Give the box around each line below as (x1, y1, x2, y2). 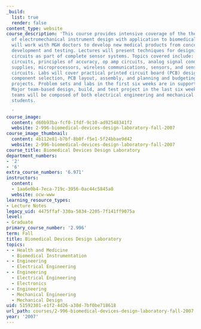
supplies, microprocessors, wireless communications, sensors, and (11, 64, 184, 70)
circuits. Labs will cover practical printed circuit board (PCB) (11, 70, 181, 76)
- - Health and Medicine (6, 247, 68, 253)
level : (6, 214, 23, 220)
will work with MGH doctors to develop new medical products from (11, 42, 181, 48)
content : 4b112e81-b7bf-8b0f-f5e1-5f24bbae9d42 (11, 136, 133, 142)
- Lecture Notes (6, 202, 47, 209)
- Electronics (11, 280, 47, 287)
